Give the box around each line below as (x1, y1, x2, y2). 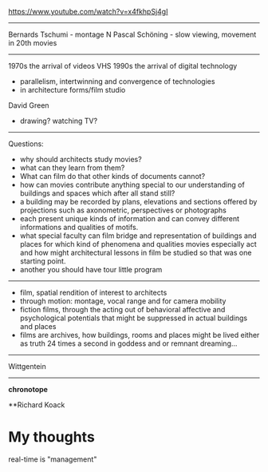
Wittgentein (8, 362, 46, 371)
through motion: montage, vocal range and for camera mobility (19, 296, 227, 306)
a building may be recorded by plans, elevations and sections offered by (19, 197, 258, 206)
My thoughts (8, 428, 96, 446)
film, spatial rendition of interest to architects (19, 288, 167, 297)
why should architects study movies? (19, 155, 142, 164)
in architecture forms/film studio (19, 85, 126, 94)
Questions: (8, 139, 44, 149)
